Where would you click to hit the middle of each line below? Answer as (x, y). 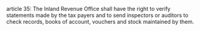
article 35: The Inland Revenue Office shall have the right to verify (88, 9)
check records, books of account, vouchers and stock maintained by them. (100, 22)
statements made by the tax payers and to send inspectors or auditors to (97, 15)
